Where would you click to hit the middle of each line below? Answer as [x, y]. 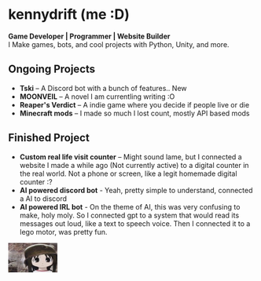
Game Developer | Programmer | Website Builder [89, 36]
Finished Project [49, 138]
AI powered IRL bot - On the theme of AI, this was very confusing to [130, 206]
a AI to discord [43, 199]
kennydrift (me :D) [69, 15]
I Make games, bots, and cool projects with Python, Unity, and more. [119, 44]
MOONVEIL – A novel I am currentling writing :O [97, 97]
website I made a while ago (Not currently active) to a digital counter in [134, 165]
